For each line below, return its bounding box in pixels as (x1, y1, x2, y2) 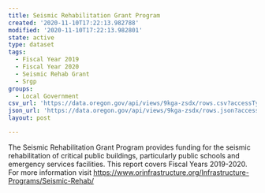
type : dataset (8, 41, 55, 49)
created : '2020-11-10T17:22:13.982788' (8, 19, 140, 27)
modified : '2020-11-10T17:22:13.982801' (8, 26, 144, 34)
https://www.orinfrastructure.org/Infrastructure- (93, 167, 250, 177)
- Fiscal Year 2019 (15, 56, 80, 64)
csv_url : (8, 99, 37, 107)
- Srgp (15, 77, 37, 85)
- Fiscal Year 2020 (15, 63, 80, 71)
